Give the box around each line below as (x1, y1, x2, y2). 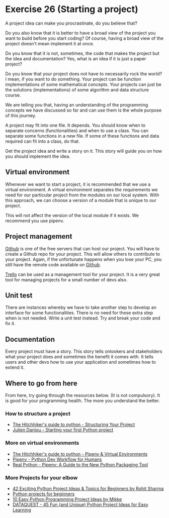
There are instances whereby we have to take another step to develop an (5, 304, 157, 310)
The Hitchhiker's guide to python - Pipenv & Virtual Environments (12, 451, 148, 457)
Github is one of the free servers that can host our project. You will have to (5, 245, 160, 252)
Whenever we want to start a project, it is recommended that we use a (5, 181, 151, 187)
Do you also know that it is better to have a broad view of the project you (5, 30, 156, 36)
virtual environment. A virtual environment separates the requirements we (5, 186, 158, 192)
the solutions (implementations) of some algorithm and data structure (5, 86, 149, 92)
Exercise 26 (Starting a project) (5, 4, 138, 15)
